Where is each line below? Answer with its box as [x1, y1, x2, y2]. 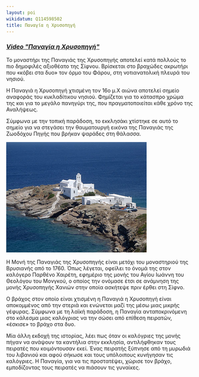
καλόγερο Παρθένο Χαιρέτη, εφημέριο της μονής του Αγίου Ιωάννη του [6, 271, 184, 278]
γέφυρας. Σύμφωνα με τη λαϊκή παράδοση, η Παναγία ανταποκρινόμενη [6, 308, 187, 315]
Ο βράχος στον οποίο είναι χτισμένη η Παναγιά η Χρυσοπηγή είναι [6, 295, 172, 302]
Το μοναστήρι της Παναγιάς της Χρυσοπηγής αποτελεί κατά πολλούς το [6, 56, 187, 63]
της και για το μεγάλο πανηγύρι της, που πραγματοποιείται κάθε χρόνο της [6, 99, 193, 107]
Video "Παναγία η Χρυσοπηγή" [6, 42, 100, 51]
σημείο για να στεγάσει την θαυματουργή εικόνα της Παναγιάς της [6, 123, 173, 131]
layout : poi [6, 10, 36, 16]
